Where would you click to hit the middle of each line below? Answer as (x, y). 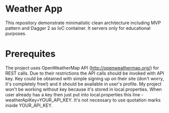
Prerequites (30, 54)
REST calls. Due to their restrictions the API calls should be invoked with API (85, 73)
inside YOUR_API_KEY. (29, 105)
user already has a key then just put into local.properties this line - (74, 94)
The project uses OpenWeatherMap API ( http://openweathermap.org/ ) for (82, 68)
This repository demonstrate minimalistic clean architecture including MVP (83, 23)
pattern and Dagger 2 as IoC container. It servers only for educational (78, 28)
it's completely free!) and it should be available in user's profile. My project (83, 84)
